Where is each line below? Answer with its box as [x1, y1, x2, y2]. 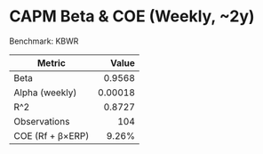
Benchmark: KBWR [9, 36, 79, 46]
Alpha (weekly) [13, 86, 77, 99]
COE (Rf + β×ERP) [13, 129, 90, 142]
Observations [13, 115, 70, 127]
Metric [36, 56, 67, 69]
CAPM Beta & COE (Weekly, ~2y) [9, 6, 255, 27]
